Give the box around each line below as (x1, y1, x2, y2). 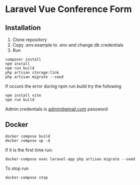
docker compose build (5, 133, 50, 138)
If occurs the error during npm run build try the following (5, 83, 121, 89)
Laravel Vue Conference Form (5, 3, 132, 15)
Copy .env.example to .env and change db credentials (12, 42, 124, 48)
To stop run (5, 165, 29, 171)
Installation (5, 23, 41, 32)
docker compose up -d (5, 138, 50, 143)
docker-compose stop (5, 175, 48, 180)
